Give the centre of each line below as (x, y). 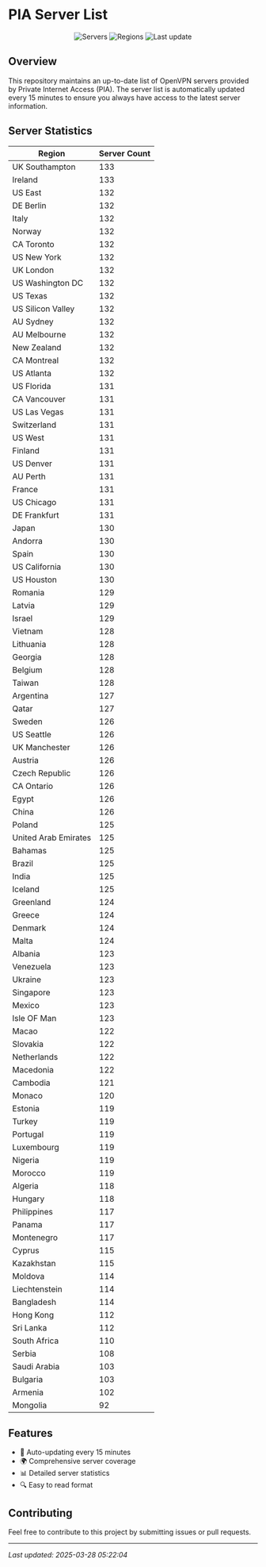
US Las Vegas (38, 412)
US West (28, 437)
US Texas (30, 295)
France (25, 489)
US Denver (32, 464)
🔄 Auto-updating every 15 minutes (75, 1452)
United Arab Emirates (52, 837)
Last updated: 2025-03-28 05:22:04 (68, 1555)
